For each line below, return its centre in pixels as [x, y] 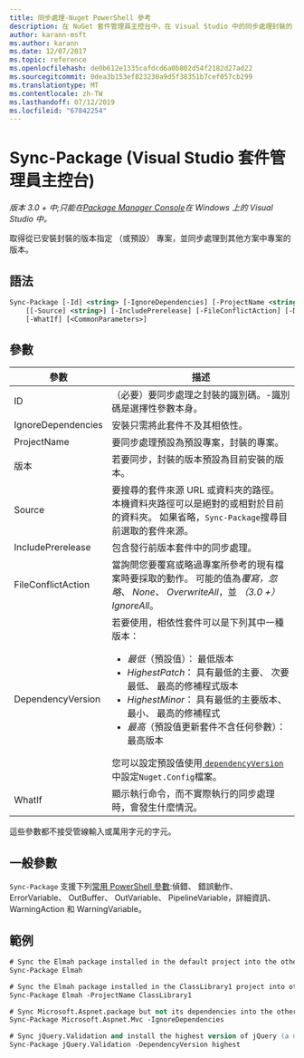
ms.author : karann [44, 43]
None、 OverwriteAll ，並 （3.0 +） [206, 592]
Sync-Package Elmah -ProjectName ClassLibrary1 [101, 995]
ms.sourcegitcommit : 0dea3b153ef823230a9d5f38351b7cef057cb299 [131, 77]
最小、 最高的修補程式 [174, 713]
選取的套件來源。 [157, 531]
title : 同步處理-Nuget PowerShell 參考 [81, 18]
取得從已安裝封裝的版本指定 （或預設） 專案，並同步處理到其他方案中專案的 [150, 238]
